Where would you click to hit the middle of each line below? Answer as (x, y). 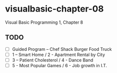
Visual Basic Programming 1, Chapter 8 (44, 22)
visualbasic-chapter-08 (54, 9)
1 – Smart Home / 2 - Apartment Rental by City (58, 55)
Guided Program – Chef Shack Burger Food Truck (62, 49)
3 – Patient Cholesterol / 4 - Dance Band (53, 60)
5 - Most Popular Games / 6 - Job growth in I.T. (59, 65)
